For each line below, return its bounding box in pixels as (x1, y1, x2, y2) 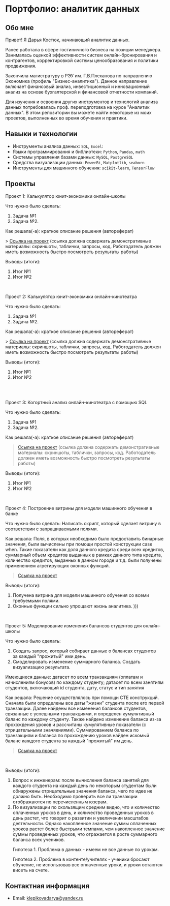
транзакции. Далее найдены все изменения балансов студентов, (5, 705, 147, 711)
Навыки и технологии (5, 130, 78, 138)
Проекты (5, 179, 36, 188)
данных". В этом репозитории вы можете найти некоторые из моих (5, 110, 152, 115)
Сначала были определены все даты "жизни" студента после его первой (5, 700, 164, 706)
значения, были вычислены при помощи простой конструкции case (5, 541, 153, 547)
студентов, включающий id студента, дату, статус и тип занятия (5, 684, 145, 690)
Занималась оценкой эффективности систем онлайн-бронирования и (5, 52, 157, 58)
